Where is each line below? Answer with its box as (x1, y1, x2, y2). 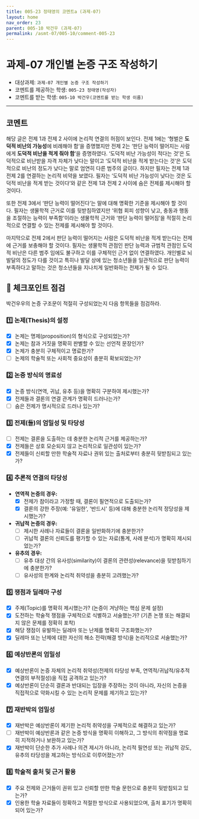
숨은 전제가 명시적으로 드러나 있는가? (14, 402, 100, 409)
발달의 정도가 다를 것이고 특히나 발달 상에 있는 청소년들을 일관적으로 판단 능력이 (6, 256, 190, 264)
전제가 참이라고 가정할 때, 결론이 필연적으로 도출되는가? (23, 497, 152, 504)
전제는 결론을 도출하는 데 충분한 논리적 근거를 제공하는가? (14, 435, 147, 442)
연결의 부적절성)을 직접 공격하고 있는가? (14, 674, 107, 682)
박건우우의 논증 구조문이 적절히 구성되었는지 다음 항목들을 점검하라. (6, 300, 161, 307)
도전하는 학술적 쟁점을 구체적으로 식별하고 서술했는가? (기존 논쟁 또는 (14, 612, 175, 619)
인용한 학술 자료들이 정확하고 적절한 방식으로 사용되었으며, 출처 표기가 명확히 (14, 799, 192, 806)
